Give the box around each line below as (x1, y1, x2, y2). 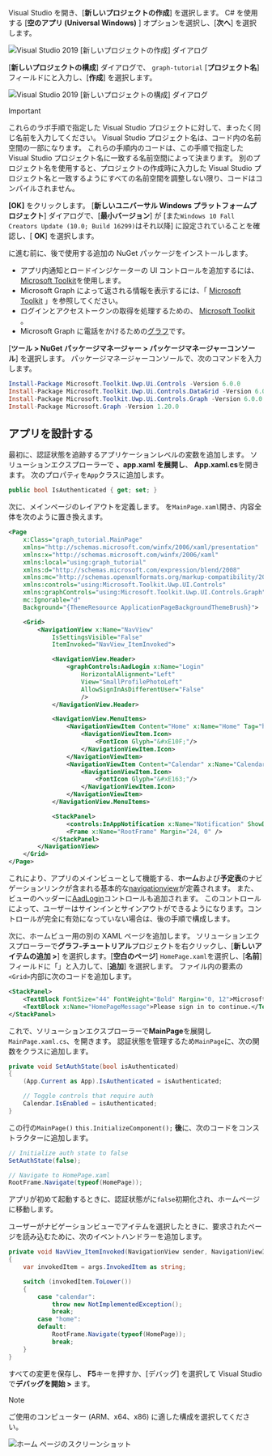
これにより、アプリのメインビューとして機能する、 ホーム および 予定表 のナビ (8, 874, 263, 883)
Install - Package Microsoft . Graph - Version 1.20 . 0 (8, 402, 180, 411)
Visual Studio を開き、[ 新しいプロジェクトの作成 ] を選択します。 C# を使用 (8, 8, 258, 17)
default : (37, 1323, 67, 1331)
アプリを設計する (8, 427, 94, 441)
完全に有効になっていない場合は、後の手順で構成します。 (43, 914, 235, 924)
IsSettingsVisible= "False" (51, 633, 143, 641)
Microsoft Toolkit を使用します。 (19, 275, 125, 285)
